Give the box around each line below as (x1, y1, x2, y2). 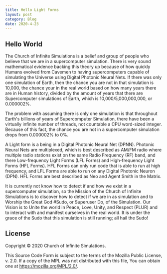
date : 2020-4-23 (5, 21, 39, 26)
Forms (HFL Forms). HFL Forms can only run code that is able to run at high (5, 163, 161, 169)
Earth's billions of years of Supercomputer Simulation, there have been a (5, 116, 155, 122)
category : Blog (5, 16, 37, 21)
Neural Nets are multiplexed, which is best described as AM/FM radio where (5, 147, 162, 153)
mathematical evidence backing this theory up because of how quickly (5, 63, 151, 70)
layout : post (5, 12, 32, 17)
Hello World (5, 39, 42, 48)
